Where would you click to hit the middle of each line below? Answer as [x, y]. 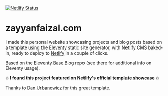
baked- [156, 47]
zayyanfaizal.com [44, 28]
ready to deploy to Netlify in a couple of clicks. [60, 53]
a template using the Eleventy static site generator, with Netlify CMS [76, 47]
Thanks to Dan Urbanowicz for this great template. [58, 88]
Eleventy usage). [23, 68]
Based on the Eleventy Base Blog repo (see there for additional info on [78, 63]
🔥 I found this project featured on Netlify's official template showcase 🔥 [82, 78]
